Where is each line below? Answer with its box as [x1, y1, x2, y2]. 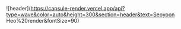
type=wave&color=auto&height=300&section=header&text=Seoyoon [6, 11, 175, 18]
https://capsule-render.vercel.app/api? [30, 5, 125, 12]
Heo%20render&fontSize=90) [6, 17, 80, 24]
